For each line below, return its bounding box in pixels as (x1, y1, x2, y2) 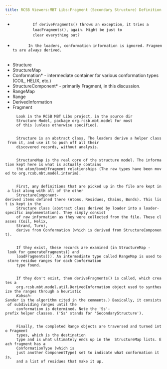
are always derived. (19, 47, 62, 52)
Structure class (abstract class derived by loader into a (16, 205, 142, 210)
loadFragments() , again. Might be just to (32, 27, 122, 32)
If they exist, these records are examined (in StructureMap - (16, 245, 151, 250)
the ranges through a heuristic (14, 288, 81, 294)
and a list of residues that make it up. (16, 358, 104, 364)
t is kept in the (5, 201, 41, 206)
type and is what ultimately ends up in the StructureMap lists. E (16, 337, 162, 342)
